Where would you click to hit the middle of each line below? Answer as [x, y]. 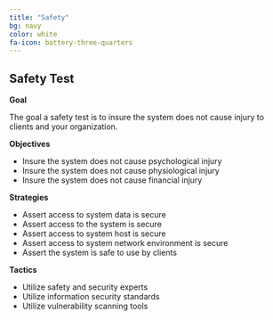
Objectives [30, 144]
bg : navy [25, 26]
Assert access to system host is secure [94, 234]
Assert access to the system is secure [92, 225]
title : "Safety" [39, 17]
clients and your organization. [64, 127]
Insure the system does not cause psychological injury [122, 161]
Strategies [29, 198]
